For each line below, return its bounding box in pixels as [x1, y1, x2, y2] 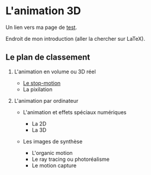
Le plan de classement [5, 52, 90, 63]
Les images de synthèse [23, 138, 83, 145]
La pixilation [23, 86, 53, 93]
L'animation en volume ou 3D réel [14, 68, 96, 75]
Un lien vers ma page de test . [5, 24, 78, 31]
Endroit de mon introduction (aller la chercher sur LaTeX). [5, 35, 146, 42]
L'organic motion [31, 149, 73, 156]
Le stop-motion [23, 79, 61, 86]
